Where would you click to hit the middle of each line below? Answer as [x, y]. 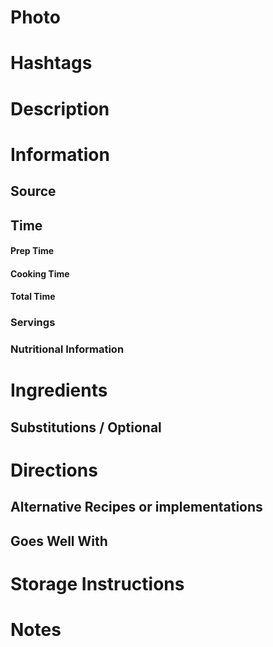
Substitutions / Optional [86, 427]
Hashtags [51, 63]
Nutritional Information [67, 349]
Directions [54, 470]
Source [33, 191]
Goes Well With [59, 541]
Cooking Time [40, 273]
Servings [33, 323]
